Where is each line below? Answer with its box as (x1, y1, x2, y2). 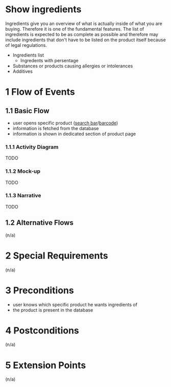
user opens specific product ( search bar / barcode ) (12, 120, 118, 126)
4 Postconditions (5, 325, 79, 336)
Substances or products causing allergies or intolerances (12, 63, 133, 69)
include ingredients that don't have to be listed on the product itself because (5, 37, 166, 43)
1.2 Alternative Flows (5, 218, 74, 227)
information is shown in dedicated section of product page (12, 131, 136, 137)
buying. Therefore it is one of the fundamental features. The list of (5, 25, 144, 32)
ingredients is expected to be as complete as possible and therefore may (5, 31, 158, 37)
